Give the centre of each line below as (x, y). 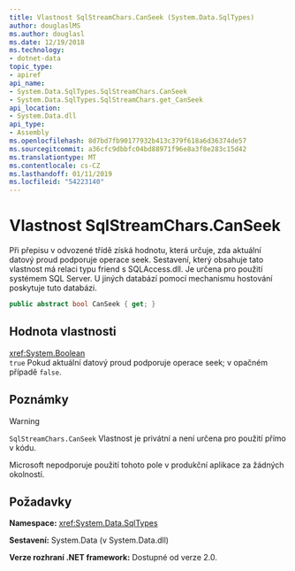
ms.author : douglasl (47, 34)
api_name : (27, 83)
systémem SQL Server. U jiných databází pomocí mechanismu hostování (141, 279)
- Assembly (29, 133)
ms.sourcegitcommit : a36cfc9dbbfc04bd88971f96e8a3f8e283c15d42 (128, 149)
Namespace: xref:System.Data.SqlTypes (83, 523)
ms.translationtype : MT (53, 157)
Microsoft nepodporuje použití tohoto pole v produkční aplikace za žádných (147, 465)
